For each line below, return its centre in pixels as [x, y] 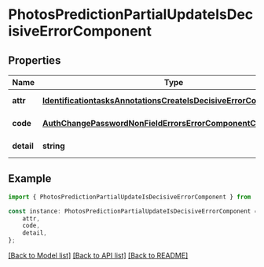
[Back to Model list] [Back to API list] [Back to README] [98, 256]
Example [30, 179]
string [53, 146]
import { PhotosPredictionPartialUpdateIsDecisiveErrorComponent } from [130, 197]
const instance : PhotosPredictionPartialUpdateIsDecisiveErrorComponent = [133, 211]
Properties [35, 60]
